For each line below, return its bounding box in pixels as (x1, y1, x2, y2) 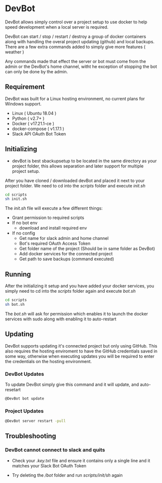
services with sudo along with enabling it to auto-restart (5, 316, 117, 322)
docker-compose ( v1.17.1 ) (12, 126, 64, 132)
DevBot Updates (5, 370, 44, 377)
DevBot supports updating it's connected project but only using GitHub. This (5, 343, 158, 349)
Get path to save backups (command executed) (19, 256, 115, 262)
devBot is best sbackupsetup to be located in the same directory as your (12, 158, 157, 164)
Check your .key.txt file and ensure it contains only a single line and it (12, 457, 150, 464)
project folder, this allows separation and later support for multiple (12, 163, 144, 169)
